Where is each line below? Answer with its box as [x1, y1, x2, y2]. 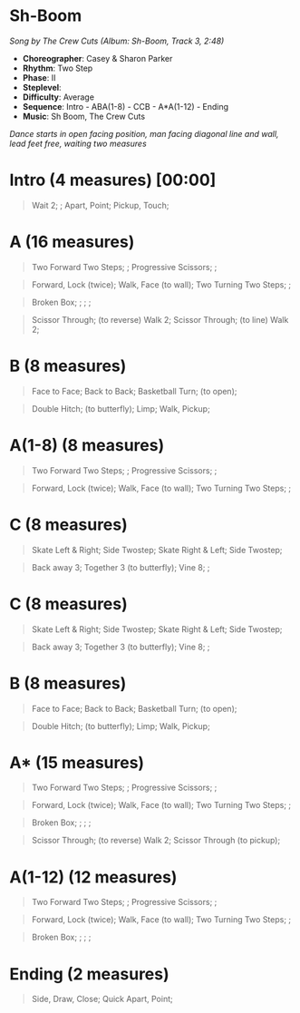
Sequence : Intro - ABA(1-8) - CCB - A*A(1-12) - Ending [22, 101, 229, 112]
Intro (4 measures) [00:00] [9, 170, 217, 190]
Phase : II [22, 72, 56, 83]
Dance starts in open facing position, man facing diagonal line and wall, [9, 128, 279, 139]
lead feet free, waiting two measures [9, 138, 147, 149]
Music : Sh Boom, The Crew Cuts [22, 111, 146, 122]
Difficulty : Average [22, 92, 95, 102]
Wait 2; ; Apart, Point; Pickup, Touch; [31, 200, 169, 210]
